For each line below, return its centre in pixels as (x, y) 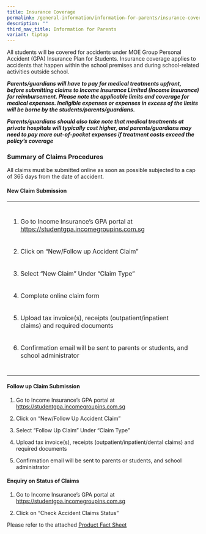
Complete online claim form (60, 296)
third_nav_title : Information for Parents (62, 29)
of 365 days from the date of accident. (56, 177)
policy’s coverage (30, 141)
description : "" (28, 23)
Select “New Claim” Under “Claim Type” (78, 273)
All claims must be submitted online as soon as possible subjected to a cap (101, 170)
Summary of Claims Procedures (55, 157)
